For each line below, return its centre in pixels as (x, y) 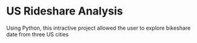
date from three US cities (38, 34)
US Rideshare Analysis (65, 11)
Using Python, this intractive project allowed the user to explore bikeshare (98, 28)
